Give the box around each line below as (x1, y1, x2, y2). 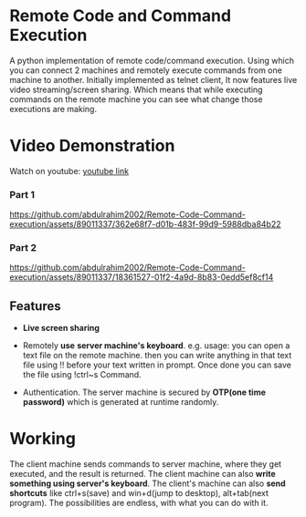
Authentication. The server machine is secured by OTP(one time (22, 387, 267, 398)
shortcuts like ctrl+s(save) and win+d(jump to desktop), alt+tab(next (9, 488, 269, 499)
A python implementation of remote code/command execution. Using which (9, 55, 295, 66)
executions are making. (9, 103, 98, 114)
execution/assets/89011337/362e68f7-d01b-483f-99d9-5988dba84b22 (9, 219, 281, 230)
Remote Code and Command (9, 5, 231, 26)
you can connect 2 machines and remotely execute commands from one (9, 65, 283, 76)
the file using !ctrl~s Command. (22, 369, 142, 380)
